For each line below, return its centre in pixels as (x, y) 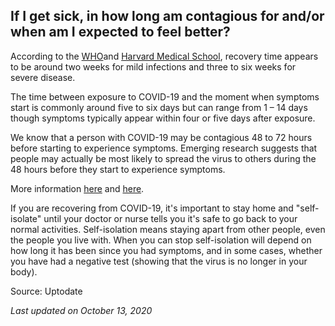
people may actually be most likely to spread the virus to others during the (163, 158)
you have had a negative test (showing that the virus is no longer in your (159, 261)
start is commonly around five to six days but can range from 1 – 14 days (159, 107)
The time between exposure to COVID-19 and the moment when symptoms (165, 96)
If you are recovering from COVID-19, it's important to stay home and (152, 208)
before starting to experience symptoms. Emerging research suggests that (164, 148)
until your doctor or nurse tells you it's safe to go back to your (170, 218)
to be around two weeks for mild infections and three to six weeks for (153, 66)
